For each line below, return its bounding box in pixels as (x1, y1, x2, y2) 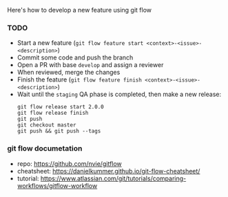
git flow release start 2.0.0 (17, 104, 105, 111)
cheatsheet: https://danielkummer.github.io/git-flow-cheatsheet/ (17, 167, 200, 175)
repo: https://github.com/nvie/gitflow (17, 159, 122, 168)
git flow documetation (7, 144, 83, 153)
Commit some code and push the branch (17, 53, 134, 62)
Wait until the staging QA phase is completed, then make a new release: (17, 90, 222, 99)
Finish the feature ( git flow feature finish (17, 75, 143, 84)
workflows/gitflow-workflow (17, 181, 98, 189)
